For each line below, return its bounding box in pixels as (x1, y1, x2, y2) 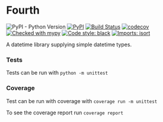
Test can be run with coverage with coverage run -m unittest (6, 97, 158, 104)
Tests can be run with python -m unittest (6, 69, 108, 76)
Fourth (6, 4, 40, 17)
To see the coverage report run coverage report (6, 109, 123, 116)
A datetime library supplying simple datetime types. (6, 41, 132, 48)
